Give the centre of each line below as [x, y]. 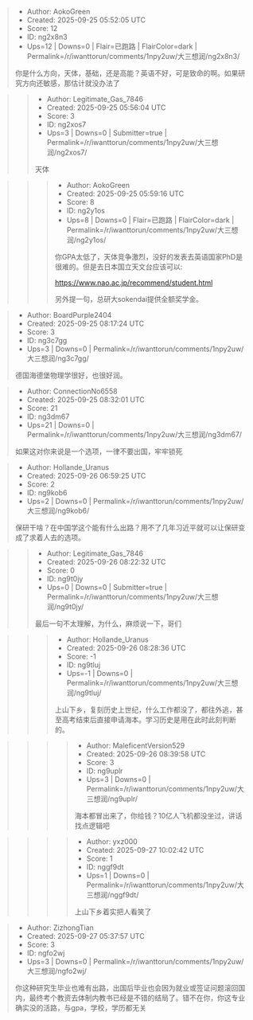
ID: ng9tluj [84, 665]
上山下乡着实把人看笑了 [113, 912]
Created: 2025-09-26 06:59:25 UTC [86, 476]
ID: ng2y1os [86, 211]
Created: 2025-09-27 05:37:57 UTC [86, 936]
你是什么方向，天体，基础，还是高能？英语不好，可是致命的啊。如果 [127, 73]
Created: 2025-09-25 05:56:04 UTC [106, 107]
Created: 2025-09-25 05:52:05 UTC [86, 20]
